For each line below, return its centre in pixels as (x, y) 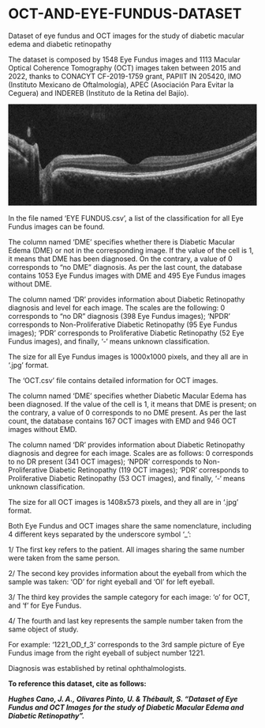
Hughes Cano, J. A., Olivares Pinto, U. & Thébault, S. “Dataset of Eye (123, 699)
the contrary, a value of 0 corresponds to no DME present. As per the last (127, 412)
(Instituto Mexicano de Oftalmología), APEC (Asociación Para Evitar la (121, 85)
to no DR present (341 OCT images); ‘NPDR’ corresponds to (105, 461)
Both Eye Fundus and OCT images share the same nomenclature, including (130, 525)
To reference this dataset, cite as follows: (77, 683)
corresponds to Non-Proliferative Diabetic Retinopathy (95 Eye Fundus (123, 324)
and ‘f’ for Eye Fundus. (45, 605)
